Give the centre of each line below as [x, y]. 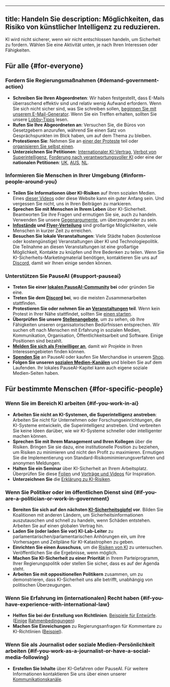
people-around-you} [31, 182]
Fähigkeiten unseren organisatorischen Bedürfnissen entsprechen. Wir [86, 325]
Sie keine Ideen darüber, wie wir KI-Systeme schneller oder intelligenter [87, 431]
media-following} [27, 658]
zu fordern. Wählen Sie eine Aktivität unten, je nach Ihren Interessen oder [81, 45]
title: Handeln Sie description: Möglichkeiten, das [85, 19]
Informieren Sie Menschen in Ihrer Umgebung [62, 175]
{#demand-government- [128, 81]
